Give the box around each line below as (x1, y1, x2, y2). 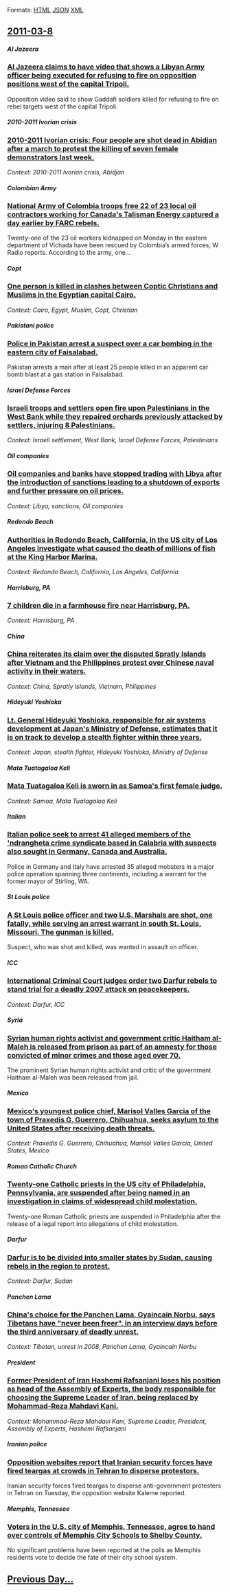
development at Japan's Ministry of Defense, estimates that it (7, 724, 218, 734)
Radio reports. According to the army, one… (7, 249, 131, 257)
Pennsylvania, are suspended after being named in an (7, 1188, 190, 1198)
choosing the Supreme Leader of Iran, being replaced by (7, 1393, 199, 1402)
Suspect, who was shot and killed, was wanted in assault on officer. (7, 943, 199, 951)
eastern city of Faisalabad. (7, 347, 98, 356)
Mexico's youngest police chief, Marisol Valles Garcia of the (7, 1106, 211, 1115)
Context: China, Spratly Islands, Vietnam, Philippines (7, 682, 157, 690)
